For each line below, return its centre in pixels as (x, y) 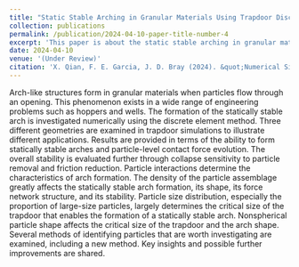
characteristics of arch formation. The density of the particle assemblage (143, 177)
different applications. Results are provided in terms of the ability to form (142, 140)
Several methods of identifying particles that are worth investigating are (141, 234)
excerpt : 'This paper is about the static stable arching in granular (143, 42)
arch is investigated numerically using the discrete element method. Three (145, 120)
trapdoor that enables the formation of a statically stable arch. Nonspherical (148, 215)
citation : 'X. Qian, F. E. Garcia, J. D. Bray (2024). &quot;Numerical (145, 68)
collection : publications (57, 26)
